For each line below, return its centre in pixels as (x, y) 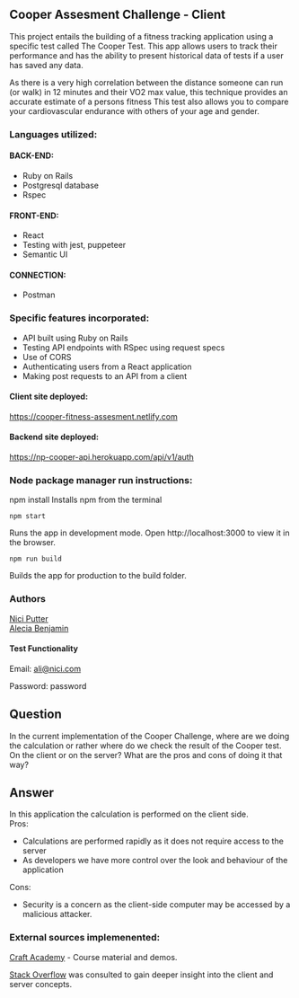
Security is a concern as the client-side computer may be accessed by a (156, 905)
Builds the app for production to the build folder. (98, 576)
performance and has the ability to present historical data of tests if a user (147, 55)
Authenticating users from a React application (107, 367)
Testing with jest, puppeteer (74, 245)
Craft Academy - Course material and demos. (93, 957)
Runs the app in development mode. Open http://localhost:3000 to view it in (149, 533)
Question (35, 715)
